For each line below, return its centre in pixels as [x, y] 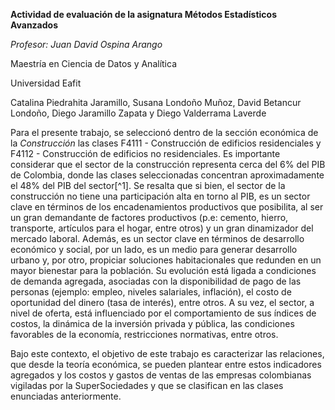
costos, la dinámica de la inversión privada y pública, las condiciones [152, 323]
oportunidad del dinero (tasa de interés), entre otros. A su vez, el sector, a [162, 302]
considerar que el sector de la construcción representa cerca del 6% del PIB [168, 164]
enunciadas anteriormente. [66, 396]
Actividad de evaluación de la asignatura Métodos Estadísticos [144, 14]
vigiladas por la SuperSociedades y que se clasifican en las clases [147, 385]
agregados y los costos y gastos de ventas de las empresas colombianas [161, 375]
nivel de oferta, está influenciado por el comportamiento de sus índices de [163, 313]
